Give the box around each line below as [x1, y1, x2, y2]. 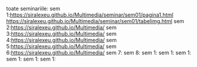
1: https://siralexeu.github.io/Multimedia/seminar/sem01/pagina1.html [6, 11, 174, 18]
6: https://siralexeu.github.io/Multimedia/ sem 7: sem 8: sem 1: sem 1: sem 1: [6, 49, 192, 56]
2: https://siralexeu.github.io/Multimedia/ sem [6, 24, 117, 31]
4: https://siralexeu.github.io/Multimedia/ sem [6, 37, 117, 43]
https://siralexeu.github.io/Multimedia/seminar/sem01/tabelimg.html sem [6, 18, 184, 24]
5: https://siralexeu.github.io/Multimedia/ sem [6, 43, 116, 50]
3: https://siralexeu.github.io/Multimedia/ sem [6, 30, 117, 37]
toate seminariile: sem [6, 5, 61, 12]
